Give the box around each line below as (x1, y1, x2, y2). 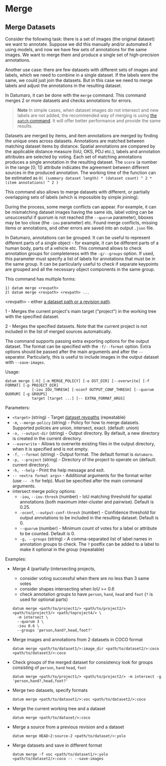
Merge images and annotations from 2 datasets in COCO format (12, 637, 143, 642)
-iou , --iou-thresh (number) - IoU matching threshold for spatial (19, 493, 152, 499)
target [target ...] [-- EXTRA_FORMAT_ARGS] (31, 396, 125, 401)
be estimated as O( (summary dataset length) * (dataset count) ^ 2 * (5, 175, 152, 181)
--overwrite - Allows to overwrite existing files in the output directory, (12, 441, 155, 447)
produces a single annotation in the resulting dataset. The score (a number (5, 159, 158, 165)
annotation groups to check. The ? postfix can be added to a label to (19, 541, 160, 547)
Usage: (5, 369, 20, 375)
